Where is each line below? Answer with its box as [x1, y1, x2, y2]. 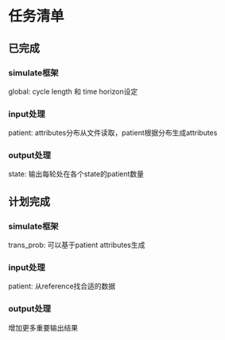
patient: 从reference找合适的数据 [8, 281, 116, 291]
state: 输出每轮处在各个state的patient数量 [8, 169, 145, 179]
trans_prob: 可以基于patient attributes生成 [8, 240, 145, 250]
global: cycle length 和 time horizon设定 [8, 87, 138, 96]
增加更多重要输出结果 [8, 323, 78, 332]
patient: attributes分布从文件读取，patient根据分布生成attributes [8, 128, 218, 137]
